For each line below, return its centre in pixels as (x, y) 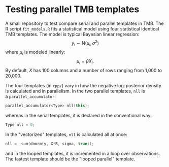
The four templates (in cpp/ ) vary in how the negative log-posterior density (83, 85)
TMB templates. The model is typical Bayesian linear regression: (72, 34)
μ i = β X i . (85, 62)
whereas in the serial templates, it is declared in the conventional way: (79, 115)
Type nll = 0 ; (20, 125)
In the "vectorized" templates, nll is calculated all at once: (66, 134)
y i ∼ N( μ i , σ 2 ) (85, 43)
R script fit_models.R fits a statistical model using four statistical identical (82, 28)
